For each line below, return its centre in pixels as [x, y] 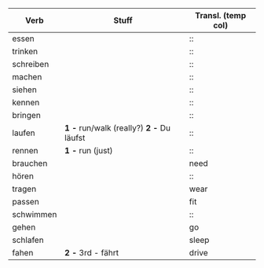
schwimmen [35, 214]
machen [27, 77]
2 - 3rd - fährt [92, 253]
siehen [24, 90]
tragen [24, 189]
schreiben [31, 64]
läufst [75, 138]
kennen [26, 103]
